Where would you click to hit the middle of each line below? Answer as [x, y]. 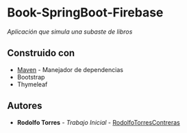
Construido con [41, 53]
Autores [25, 106]
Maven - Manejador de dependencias [70, 69]
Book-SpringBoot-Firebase [85, 13]
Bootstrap [31, 77]
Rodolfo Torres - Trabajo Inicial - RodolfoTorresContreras [98, 122]
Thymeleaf [32, 84]
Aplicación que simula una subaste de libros [70, 32]
